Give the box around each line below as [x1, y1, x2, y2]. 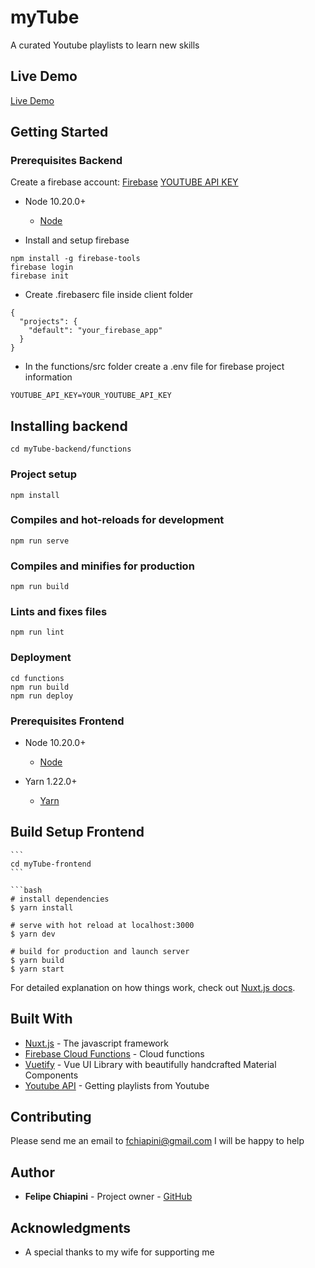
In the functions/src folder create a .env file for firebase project [24, 361, 285, 373]
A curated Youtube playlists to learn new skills [10, 39, 200, 51]
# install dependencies [10, 894, 110, 904]
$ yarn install [10, 902, 74, 913]
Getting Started [10, 124, 109, 141]
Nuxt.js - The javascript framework [24, 1037, 169, 1049]
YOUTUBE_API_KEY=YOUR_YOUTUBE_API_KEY [10, 391, 172, 401]
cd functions [10, 673, 65, 683]
